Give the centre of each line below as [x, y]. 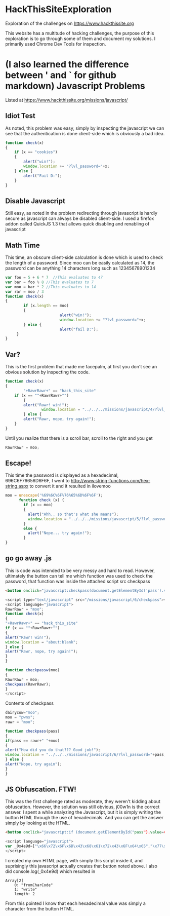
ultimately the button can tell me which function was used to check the [79, 576]
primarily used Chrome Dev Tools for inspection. [56, 44]
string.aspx [17, 486]
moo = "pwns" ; [20, 717]
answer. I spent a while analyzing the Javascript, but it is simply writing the [83, 812]
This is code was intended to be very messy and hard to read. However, [80, 570]
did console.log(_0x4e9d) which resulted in [50, 871]
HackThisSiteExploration [58, 9]
